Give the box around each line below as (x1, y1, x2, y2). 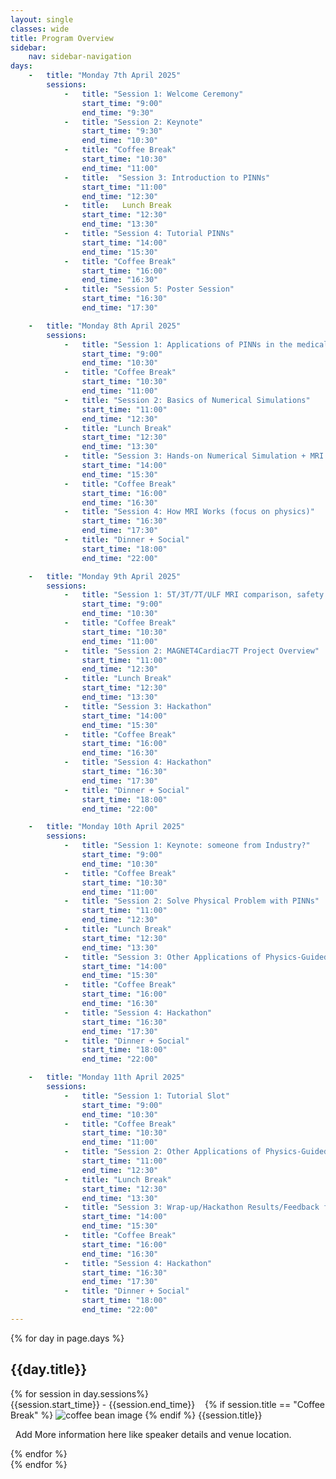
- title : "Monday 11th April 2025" (28, 1072, 186, 1083)
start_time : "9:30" (81, 126, 163, 136)
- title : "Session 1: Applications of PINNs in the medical (63, 339, 329, 350)
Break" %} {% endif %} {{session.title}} (10, 1409, 263, 1421)
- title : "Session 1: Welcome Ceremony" (63, 89, 244, 99)
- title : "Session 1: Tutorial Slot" (63, 1091, 230, 1101)
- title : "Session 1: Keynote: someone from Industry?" (63, 841, 311, 851)
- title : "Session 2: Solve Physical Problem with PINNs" (63, 896, 320, 906)
